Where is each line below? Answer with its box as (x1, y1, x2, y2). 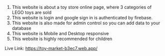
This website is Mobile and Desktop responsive (11, 31, 109, 36)
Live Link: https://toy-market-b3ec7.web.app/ (4, 46, 98, 51)
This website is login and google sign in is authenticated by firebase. (11, 15, 153, 20)
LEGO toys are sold (11, 9, 52, 15)
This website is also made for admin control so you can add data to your (11, 20, 161, 26)
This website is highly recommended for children (11, 36, 113, 42)
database (11, 25, 31, 31)
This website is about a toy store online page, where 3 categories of (11, 4, 152, 10)
